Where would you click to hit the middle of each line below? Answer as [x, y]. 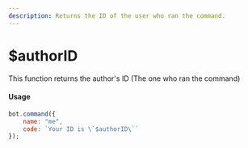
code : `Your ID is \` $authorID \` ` [81, 129]
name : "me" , [43, 121]
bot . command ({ [32, 114]
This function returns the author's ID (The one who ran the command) [124, 78]
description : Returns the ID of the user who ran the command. [117, 16]
